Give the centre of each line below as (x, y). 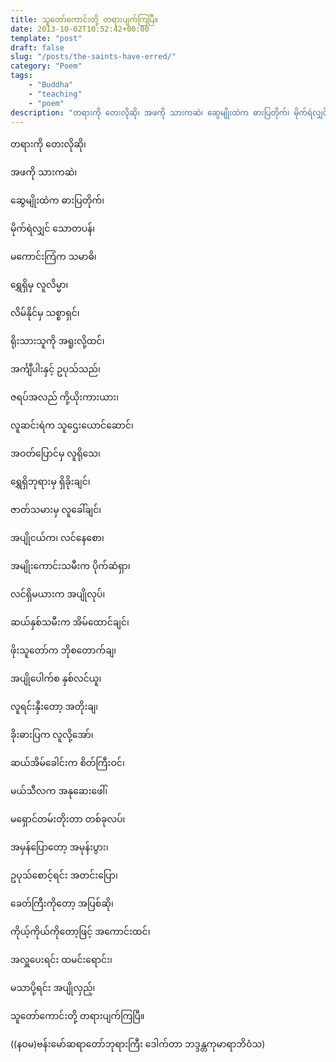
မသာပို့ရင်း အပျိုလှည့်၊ (53, 988)
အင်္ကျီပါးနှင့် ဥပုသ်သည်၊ (55, 369)
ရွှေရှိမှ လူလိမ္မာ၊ (39, 285)
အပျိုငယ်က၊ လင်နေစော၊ (57, 538)
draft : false (37, 47)
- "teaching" (55, 94)
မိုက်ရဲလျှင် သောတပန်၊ (53, 228)
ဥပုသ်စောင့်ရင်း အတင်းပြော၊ (64, 875)
